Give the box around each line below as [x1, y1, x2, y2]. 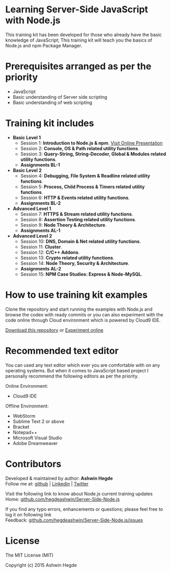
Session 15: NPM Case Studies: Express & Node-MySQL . [20, 271, 143, 277]
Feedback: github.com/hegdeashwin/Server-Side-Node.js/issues [5, 517, 143, 523]
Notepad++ [12, 429, 37, 435]
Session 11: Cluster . [20, 243, 63, 250]
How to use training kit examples [5, 289, 148, 300]
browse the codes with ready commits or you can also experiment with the [5, 311, 163, 317]
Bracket [12, 423, 30, 430]
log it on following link [5, 511, 52, 517]
